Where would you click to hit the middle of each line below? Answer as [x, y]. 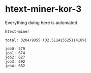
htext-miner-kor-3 [43, 9]
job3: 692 [15, 61]
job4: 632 [15, 66]
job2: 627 [15, 57]
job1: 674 [15, 53]
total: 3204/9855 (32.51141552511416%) [46, 40]
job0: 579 [15, 49]
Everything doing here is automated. [42, 23]
